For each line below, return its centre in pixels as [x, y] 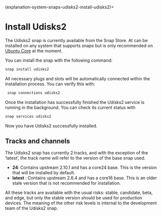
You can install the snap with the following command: [59, 60]
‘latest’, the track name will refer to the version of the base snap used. [75, 158]
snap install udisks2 [27, 69]
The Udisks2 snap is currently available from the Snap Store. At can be [76, 40]
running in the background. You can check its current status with [70, 107]
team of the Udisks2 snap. [32, 208]
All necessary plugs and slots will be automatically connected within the [78, 78]
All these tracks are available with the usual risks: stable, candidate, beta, [79, 192]
